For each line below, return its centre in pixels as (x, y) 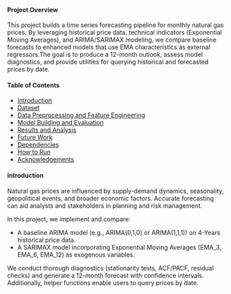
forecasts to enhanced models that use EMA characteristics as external (109, 47)
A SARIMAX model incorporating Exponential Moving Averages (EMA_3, (119, 247)
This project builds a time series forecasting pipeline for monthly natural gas (115, 25)
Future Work (35, 137)
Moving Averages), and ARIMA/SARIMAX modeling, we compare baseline (112, 40)
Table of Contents (34, 85)
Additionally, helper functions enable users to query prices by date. (103, 283)
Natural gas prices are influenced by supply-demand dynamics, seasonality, (115, 191)
